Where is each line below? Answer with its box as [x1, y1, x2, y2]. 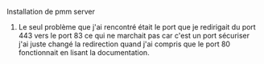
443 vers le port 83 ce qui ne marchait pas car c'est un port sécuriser [18, 31, 250, 40]
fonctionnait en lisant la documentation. [18, 48, 150, 57]
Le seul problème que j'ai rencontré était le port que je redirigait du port [18, 22, 256, 31]
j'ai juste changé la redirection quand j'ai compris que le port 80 [18, 39, 230, 49]
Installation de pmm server [6, 7, 95, 16]
